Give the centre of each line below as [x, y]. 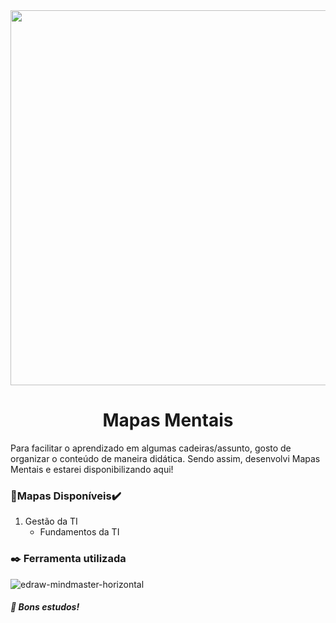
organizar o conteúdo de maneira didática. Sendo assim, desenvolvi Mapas [165, 458]
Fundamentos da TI [79, 532]
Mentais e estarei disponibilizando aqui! [92, 469]
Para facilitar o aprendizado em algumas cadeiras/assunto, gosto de [151, 448]
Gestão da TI [51, 521]
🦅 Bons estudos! [45, 607]
